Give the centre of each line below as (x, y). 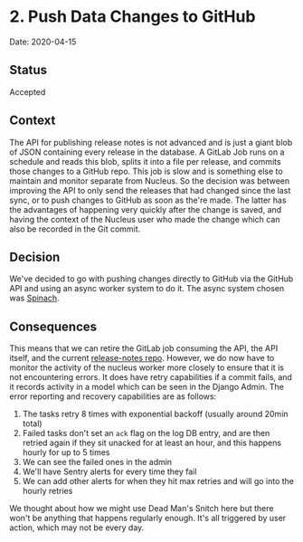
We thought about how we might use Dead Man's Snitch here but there (142, 509)
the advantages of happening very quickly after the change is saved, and (146, 209)
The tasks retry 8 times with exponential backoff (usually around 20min (155, 414)
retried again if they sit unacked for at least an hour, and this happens (152, 443)
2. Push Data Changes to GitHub (133, 17)
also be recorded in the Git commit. (75, 229)
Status (28, 70)
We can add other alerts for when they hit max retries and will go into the (158, 481)
